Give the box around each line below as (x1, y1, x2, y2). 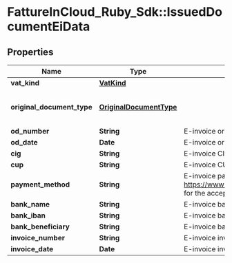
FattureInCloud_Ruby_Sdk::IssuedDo (7, 4, 223, 20)
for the (184, 189, 206, 198)
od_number (10, 127, 50, 136)
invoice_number (10, 233, 66, 242)
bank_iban (10, 211, 46, 220)
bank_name (10, 200, 50, 209)
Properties (7, 46, 54, 58)
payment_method (10, 180, 70, 189)
